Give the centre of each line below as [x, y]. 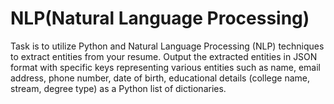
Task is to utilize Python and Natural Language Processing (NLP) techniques [167, 46]
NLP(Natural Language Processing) [160, 18]
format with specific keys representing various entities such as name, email [165, 67]
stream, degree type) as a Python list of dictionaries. [118, 88]
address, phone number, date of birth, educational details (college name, [160, 78]
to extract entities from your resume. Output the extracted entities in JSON [164, 56]
